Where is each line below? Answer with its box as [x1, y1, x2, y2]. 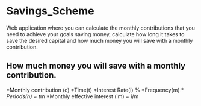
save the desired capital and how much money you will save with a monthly [6, 37, 193, 44]
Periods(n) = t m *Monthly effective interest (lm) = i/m [6, 92, 139, 100]
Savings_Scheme [6, 4, 94, 18]
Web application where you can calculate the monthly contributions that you [6, 24, 196, 31]
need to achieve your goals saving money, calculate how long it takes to [6, 30, 185, 37]
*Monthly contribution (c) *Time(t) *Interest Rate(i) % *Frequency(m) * [6, 86, 184, 93]
